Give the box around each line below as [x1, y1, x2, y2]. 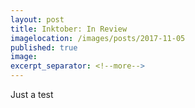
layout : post [10, 14, 65, 25]
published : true [10, 42, 78, 53]
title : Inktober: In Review [10, 24, 128, 34]
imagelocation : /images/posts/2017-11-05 [10, 33, 186, 43]
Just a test [10, 89, 54, 100]
